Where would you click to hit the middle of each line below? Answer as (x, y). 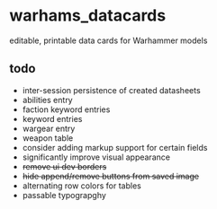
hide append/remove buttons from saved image (111, 176)
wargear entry (49, 128)
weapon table (48, 138)
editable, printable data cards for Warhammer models (108, 40)
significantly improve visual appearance (96, 157)
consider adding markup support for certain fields (115, 147)
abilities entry (48, 100)
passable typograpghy (64, 195)
